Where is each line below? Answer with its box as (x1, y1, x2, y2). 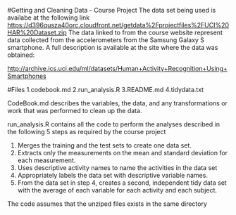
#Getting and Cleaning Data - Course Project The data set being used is (7, 6, 216, 14)
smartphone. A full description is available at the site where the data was (7, 44, 218, 51)
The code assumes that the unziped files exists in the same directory (7, 200, 208, 208)
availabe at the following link (7, 13, 90, 22)
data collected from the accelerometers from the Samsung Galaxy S (7, 36, 205, 44)
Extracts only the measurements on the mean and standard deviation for (17, 149, 228, 157)
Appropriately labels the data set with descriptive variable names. (17, 171, 208, 179)
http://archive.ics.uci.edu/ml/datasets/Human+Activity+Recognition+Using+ (7, 65, 228, 72)
